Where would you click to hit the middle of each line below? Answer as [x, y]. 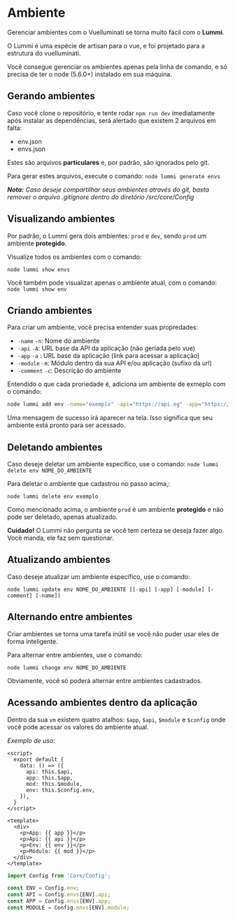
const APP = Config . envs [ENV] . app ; [59, 901]
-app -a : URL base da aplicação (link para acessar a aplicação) [108, 356]
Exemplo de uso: [31, 740]
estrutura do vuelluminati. [44, 53]
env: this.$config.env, [60, 790]
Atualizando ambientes [59, 560]
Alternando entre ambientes [70, 617]
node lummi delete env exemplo [53, 497]
